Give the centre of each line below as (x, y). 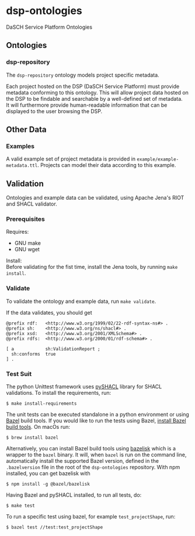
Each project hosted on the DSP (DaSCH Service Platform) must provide (93, 86)
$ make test (20, 506)
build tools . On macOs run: (38, 427)
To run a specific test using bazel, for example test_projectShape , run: (91, 517)
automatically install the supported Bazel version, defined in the (83, 461)
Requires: (18, 232)
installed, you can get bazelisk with (48, 473)
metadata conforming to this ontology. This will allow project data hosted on (97, 93)
